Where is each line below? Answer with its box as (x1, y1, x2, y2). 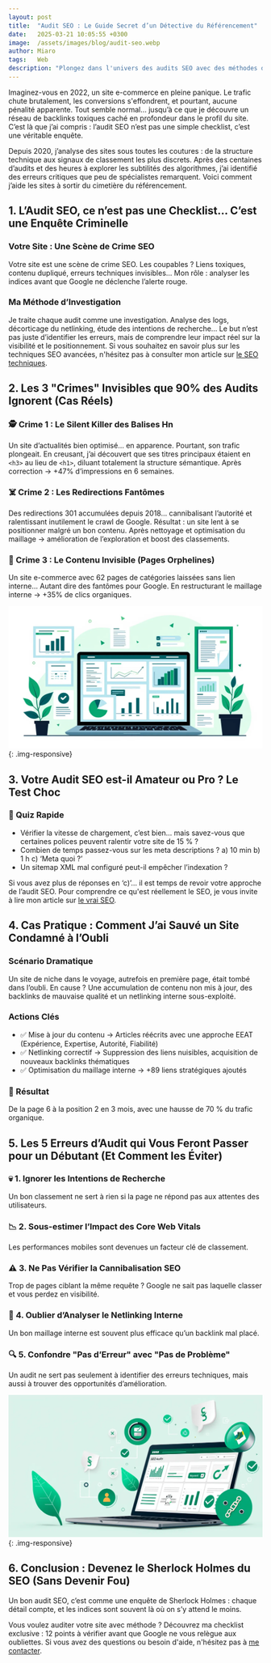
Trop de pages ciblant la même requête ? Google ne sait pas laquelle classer (8, 1281, 262, 1291)
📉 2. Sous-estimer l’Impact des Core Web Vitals (8, 1220, 202, 1232)
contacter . (8, 1645, 43, 1655)
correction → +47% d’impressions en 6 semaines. (8, 466, 175, 476)
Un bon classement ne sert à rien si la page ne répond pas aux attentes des (8, 1191, 260, 1201)
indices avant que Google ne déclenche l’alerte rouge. (8, 276, 188, 286)
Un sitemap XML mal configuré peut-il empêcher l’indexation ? (19, 862, 228, 872)
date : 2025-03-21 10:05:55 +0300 (8, 30, 128, 38)
